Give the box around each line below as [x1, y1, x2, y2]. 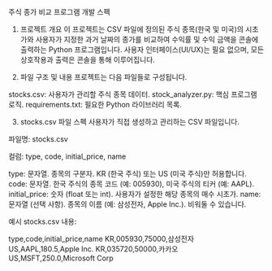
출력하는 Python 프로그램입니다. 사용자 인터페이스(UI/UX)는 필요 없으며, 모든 [19, 45, 265, 55]
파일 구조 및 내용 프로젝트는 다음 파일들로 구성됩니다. [19, 72, 188, 81]
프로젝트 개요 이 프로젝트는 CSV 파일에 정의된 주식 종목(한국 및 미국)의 [19, 24, 244, 34]
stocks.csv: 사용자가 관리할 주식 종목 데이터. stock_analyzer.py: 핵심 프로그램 [8, 90, 257, 99]
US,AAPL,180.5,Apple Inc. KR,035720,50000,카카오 [8, 244, 179, 254]
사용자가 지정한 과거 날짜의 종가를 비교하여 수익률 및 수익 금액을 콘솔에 [35, 35, 259, 44]
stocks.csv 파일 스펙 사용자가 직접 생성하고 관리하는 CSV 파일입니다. [19, 117, 240, 126]
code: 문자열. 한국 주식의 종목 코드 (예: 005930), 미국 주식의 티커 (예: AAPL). [8, 179, 254, 189]
